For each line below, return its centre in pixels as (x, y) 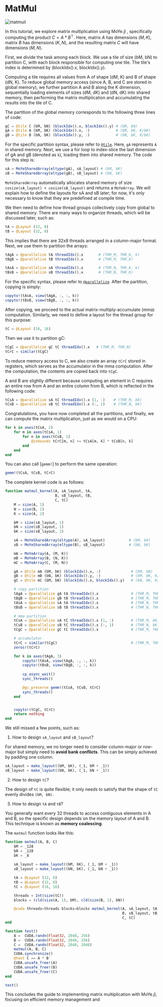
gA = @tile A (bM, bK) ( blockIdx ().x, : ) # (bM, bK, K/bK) (78, 131)
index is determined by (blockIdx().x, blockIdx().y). (56, 67)
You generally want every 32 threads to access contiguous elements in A (78, 813)
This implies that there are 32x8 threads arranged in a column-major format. (81, 241)
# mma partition (30, 616)
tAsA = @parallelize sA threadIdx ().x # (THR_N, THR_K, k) (72, 268)
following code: (20, 391)
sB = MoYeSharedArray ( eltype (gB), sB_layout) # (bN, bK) (64, 174)
